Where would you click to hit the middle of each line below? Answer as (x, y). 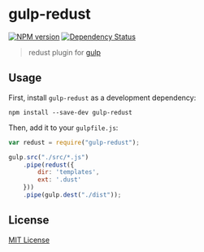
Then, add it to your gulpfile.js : (63, 128)
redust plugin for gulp (65, 52)
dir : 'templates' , (69, 172)
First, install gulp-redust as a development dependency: (102, 98)
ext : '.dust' (60, 180)
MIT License (29, 240)
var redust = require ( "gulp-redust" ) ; (74, 142)
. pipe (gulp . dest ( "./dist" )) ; (72, 195)
